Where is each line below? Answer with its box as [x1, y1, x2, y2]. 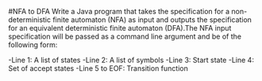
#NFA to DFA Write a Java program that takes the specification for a [8, 7, 230, 16]
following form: [8, 40, 58, 50]
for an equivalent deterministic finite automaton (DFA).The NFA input [8, 24, 232, 32]
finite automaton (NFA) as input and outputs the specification [52, 15, 252, 24]
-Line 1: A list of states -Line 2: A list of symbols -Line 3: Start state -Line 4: [8, 55, 254, 64]
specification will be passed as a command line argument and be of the [8, 31, 242, 41]
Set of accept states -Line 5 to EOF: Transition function [8, 64, 188, 73]
